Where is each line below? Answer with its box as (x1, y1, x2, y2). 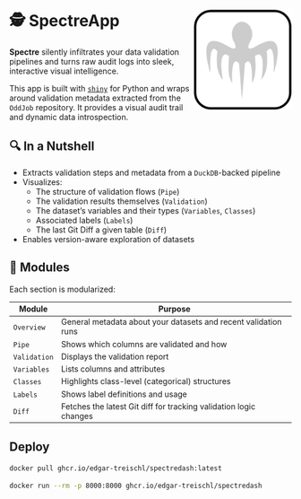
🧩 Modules (9, 260, 70, 276)
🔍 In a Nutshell (9, 139, 95, 154)
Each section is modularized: (9, 284, 116, 294)
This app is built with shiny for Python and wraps (9, 83, 190, 93)
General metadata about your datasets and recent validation (61, 317, 282, 328)
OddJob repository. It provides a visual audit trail (9, 101, 184, 112)
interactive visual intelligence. (9, 66, 119, 76)
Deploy (9, 439, 50, 454)
